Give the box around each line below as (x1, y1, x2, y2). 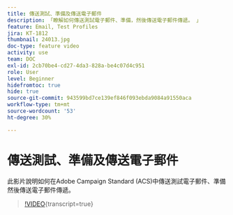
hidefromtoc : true (7, 82, 61, 89)
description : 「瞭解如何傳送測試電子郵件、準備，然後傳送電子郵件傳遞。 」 (7, 17, 202, 24)
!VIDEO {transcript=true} (24, 200, 94, 208)
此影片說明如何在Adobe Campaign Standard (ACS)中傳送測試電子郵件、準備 (7, 177, 226, 185)
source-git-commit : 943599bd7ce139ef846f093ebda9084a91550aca (7, 95, 192, 102)
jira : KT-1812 (7, 29, 49, 37)
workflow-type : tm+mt (7, 101, 70, 108)
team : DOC (7, 56, 36, 63)
